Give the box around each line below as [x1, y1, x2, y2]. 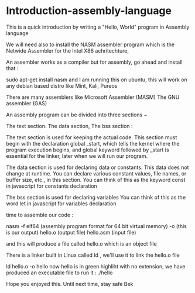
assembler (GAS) [6, 99, 47, 106]
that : [6, 64, 19, 71]
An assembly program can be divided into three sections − [6, 111, 148, 118]
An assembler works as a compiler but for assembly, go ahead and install [6, 58, 183, 66]
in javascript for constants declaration [6, 182, 98, 189]
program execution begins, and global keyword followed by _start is [6, 146, 169, 153]
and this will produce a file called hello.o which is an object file [6, 240, 157, 247]
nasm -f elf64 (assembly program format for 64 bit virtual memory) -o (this [6, 222, 187, 229]
